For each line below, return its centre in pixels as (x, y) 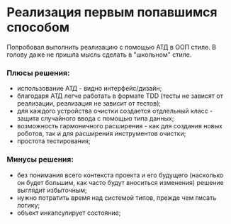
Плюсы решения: (38, 73)
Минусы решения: (40, 159)
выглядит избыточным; (52, 190)
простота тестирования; (53, 141)
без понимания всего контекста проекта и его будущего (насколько (120, 175)
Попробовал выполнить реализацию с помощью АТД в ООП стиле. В (112, 47)
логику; (28, 205)
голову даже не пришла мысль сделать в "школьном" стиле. (99, 55)
